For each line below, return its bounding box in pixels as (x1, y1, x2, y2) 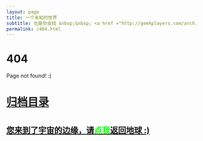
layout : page (6, 9, 40, 15)
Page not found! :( (6, 72, 52, 80)
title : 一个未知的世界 (6, 15, 58, 21)
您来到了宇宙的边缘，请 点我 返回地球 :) (6, 125, 150, 136)
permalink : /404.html (6, 26, 61, 32)
